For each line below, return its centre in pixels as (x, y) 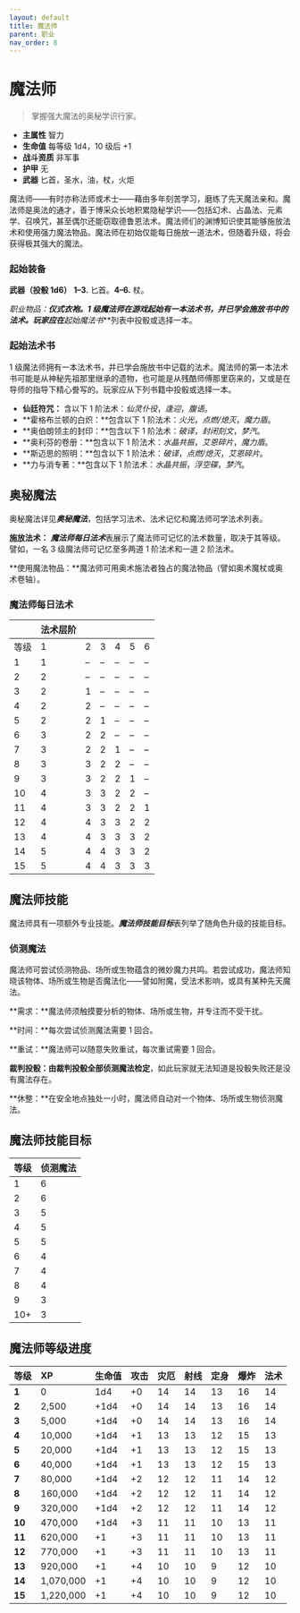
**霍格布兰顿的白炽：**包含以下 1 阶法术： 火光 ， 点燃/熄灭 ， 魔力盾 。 (149, 419)
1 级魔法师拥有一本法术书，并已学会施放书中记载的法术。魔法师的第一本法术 (149, 367)
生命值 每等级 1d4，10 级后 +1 (77, 146)
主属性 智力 (43, 135)
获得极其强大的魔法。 (48, 243)
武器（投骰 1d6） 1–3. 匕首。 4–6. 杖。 (79, 290)
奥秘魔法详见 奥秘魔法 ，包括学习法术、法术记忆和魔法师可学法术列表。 (138, 518)
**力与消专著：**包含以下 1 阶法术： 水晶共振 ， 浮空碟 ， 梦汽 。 (136, 464)
